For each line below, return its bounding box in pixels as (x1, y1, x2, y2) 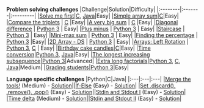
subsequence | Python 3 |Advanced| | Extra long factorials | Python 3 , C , (6, 58, 181, 64)
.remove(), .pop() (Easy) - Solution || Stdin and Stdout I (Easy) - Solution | (6, 89, 186, 95)
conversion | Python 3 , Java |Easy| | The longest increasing (6, 51, 150, 58)
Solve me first (39, 12, 75, 19)
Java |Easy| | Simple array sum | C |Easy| (82, 12, 179, 19)
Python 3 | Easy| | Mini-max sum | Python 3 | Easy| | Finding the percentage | (6, 32, 199, 39)
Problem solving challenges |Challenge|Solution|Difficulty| (6, 6, 156, 13)
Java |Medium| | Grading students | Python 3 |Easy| (6, 64, 129, 71)
